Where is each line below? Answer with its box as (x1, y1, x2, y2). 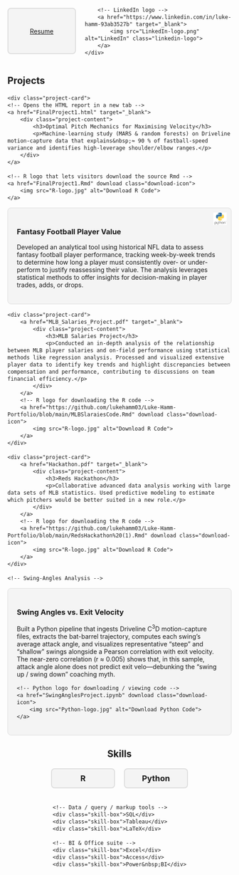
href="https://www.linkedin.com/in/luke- (107, 14, 232, 21)
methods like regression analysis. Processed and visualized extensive (7, 354, 224, 362)
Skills (107, 748, 132, 760)
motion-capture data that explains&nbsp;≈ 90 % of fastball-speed (7, 137, 208, 145)
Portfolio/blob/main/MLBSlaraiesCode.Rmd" (7, 411, 135, 419)
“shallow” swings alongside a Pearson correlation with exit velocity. (16, 647, 215, 656)
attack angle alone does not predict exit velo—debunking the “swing (16, 663, 217, 671)
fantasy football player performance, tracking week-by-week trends (16, 251, 216, 259)
